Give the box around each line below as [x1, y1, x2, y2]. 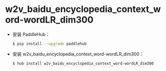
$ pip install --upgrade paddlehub [12, 41, 87, 46]
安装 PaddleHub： [12, 31, 50, 37]
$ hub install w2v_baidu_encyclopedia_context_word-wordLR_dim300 [12, 61, 154, 66]
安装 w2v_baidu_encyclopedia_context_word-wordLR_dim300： [12, 51, 144, 57]
